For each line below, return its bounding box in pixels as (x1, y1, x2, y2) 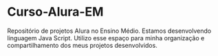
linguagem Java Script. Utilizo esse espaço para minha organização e (7, 33, 205, 42)
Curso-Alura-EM (7, 4, 104, 20)
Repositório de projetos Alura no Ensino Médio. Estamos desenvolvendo (7, 27, 212, 35)
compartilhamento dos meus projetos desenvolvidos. (7, 41, 158, 49)
